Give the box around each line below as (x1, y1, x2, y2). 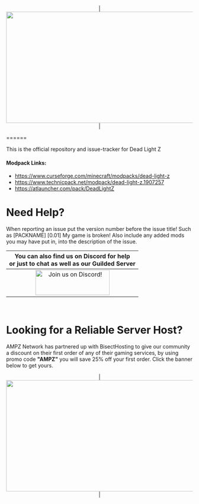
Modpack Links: (6, 159, 47, 166)
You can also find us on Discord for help (14, 252, 130, 261)
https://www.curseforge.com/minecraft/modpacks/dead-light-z (14, 172, 170, 180)
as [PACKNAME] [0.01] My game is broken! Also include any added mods (6, 232, 185, 239)
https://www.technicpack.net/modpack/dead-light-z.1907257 (14, 179, 165, 186)
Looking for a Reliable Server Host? (6, 324, 183, 337)
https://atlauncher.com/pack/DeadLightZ (14, 185, 114, 192)
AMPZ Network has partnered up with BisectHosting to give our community (6, 343, 191, 350)
